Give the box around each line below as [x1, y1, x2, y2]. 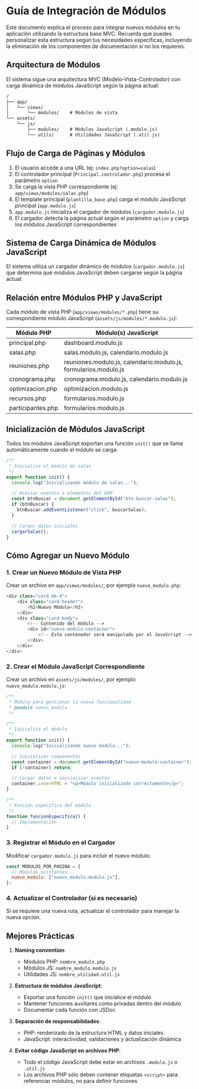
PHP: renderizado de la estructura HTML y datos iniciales [23, 1030, 164, 1037]
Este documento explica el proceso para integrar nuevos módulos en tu [6, 24, 181, 31]
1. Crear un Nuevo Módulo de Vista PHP [6, 568, 121, 576]
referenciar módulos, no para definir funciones [23, 1078, 138, 1085]
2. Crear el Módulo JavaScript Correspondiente [6, 662, 145, 670]
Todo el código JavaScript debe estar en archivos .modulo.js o [23, 1059, 178, 1066]
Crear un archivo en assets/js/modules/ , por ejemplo [6, 676, 136, 683]
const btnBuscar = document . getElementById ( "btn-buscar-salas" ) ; [11, 496, 176, 502]
